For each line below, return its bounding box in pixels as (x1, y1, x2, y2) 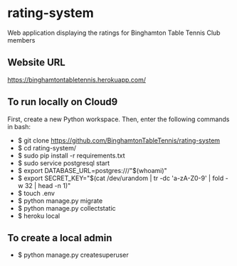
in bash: (7, 122, 31, 131)
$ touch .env (17, 189, 56, 197)
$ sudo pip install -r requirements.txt (17, 151, 125, 160)
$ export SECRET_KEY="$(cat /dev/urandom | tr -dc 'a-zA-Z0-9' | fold (17, 174, 224, 182)
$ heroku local (17, 211, 60, 220)
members (7, 35, 36, 44)
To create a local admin (7, 232, 112, 244)
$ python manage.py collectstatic (17, 204, 116, 212)
